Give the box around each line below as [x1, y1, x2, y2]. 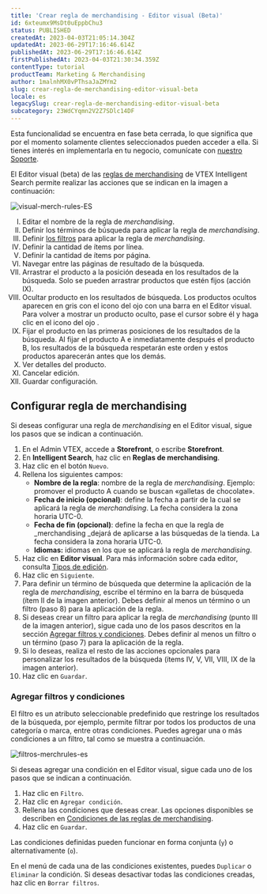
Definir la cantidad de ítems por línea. [21, 242, 145, 252]
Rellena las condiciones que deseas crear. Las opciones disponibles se [21, 805, 254, 815]
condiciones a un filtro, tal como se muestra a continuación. [10, 734, 205, 744]
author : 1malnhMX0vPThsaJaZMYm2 [10, 78, 117, 85]
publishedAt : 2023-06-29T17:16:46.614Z [10, 48, 142, 56]
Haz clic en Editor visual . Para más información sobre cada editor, [21, 553, 239, 563]
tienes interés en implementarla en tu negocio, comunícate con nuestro [10, 146, 243, 155]
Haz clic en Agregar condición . [21, 797, 123, 807]
